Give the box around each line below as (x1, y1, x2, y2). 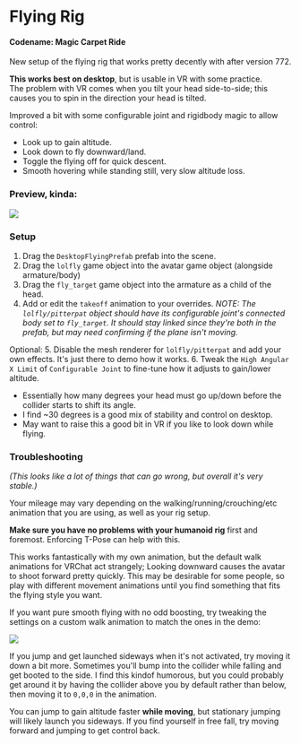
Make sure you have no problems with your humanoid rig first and (9, 524, 258, 535)
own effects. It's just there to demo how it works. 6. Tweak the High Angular (9, 353, 289, 364)
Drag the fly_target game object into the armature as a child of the (21, 279, 271, 290)
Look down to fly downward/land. (21, 146, 147, 158)
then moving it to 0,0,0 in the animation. (9, 689, 157, 700)
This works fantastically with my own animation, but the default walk (9, 551, 261, 562)
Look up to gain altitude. (21, 137, 112, 148)
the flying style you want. (9, 590, 103, 601)
